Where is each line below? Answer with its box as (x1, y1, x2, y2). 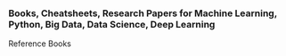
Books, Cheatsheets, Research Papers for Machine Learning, (8, 7, 278, 20)
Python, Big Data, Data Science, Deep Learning (8, 18, 216, 30)
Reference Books (8, 38, 72, 49)
